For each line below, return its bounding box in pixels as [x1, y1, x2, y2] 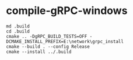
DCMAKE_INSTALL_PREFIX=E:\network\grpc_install [6, 38, 124, 44]
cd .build [6, 28, 30, 34]
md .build [6, 23, 30, 29]
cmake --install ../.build [6, 48, 72, 55]
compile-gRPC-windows [6, 4, 128, 17]
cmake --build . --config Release [6, 44, 90, 50]
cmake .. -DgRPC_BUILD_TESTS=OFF [6, 33, 87, 39]
